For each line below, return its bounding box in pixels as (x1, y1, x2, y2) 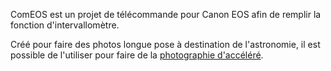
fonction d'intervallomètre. (10, 19, 120, 31)
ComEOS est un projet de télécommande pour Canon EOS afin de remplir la (10, 9, 322, 20)
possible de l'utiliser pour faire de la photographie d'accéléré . (10, 49, 264, 61)
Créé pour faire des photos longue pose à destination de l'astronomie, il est (10, 39, 321, 50)
